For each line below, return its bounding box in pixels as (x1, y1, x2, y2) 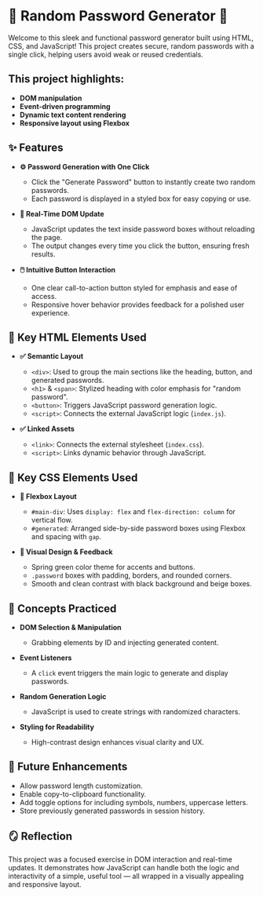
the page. (31, 232, 63, 242)
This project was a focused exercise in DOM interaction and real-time (8, 855, 233, 864)
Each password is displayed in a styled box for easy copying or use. (31, 194, 251, 203)
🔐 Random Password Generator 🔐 (8, 7, 228, 25)
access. (31, 291, 57, 301)
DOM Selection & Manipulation (19, 623, 122, 632)
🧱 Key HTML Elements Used (8, 330, 147, 344)
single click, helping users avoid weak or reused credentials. (8, 49, 204, 59)
